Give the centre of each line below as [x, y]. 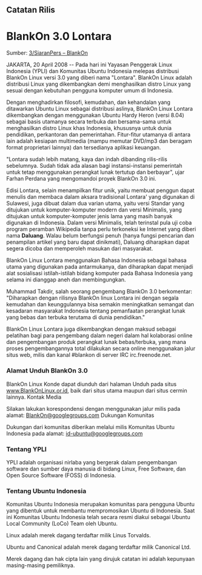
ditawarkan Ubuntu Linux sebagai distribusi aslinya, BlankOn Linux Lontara [99, 109]
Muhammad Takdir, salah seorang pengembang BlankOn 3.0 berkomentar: [99, 292]
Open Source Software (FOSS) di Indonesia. [61, 475]
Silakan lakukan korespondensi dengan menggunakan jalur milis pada [93, 408]
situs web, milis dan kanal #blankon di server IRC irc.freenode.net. [89, 355]
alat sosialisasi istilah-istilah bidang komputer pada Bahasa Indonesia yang [99, 274]
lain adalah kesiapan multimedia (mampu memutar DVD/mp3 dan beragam [99, 141]
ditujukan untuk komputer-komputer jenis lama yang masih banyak [89, 216]
